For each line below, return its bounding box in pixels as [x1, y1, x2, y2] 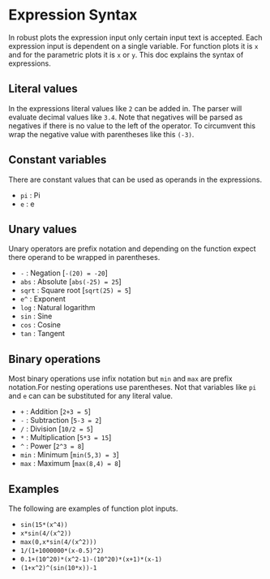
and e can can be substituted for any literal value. [8, 391, 173, 401]
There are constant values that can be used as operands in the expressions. [8, 175, 262, 184]
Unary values [8, 222, 77, 236]
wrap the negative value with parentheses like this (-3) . [8, 129, 195, 139]
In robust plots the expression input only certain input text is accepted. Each [8, 32, 263, 42]
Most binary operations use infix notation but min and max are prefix [8, 374, 233, 383]
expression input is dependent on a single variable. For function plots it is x [8, 41, 259, 50]
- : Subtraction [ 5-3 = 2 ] [19, 416, 102, 426]
